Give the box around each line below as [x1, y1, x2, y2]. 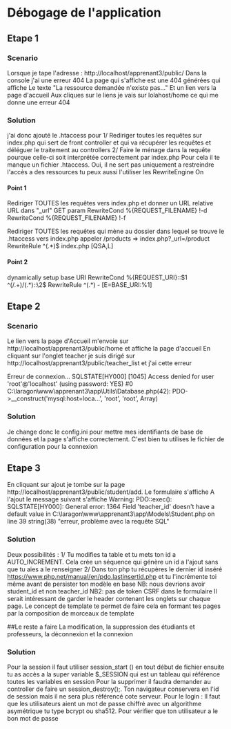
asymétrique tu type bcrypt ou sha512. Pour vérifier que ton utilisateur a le [7, 707, 219, 715]
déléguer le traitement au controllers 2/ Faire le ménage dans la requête [7, 146, 211, 154]
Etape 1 [7, 33, 39, 44]
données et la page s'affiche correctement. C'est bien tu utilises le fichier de [7, 434, 225, 443]
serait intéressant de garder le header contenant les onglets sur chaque [7, 594, 211, 602]
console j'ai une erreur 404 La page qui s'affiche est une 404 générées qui [7, 76, 221, 84]
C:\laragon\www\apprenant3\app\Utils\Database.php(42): [7, 387, 171, 396]
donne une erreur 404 [7, 98, 70, 107]
